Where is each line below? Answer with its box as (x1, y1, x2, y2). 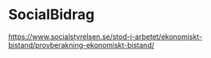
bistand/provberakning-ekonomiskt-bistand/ (8, 40, 154, 49)
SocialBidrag (8, 6, 95, 24)
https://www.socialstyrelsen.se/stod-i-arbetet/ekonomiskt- (8, 32, 202, 41)
